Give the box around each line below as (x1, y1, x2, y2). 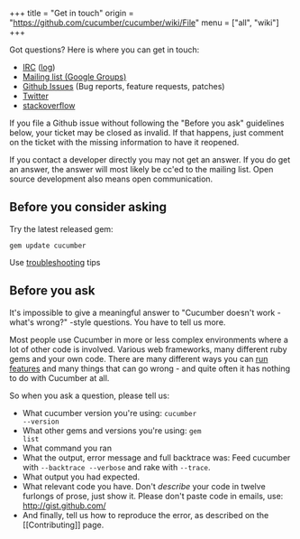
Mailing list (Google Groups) (22, 71, 127, 82)
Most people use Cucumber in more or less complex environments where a (9, 334, 288, 345)
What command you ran (22, 442, 113, 453)
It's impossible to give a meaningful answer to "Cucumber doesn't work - (9, 307, 281, 318)
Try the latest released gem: (9, 223, 114, 234)
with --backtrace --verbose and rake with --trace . (22, 461, 211, 472)
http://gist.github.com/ (22, 500, 106, 511)
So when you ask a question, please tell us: (9, 390, 169, 401)
